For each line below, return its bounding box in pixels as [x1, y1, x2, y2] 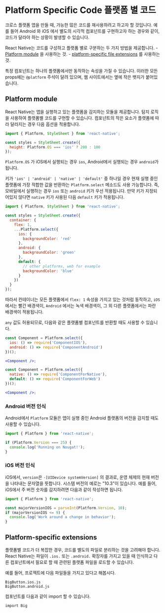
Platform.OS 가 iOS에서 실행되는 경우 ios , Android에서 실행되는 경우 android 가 [5, 159, 159, 165]
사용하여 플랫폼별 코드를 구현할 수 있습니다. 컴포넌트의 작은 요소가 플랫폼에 [10, 115, 154, 121]
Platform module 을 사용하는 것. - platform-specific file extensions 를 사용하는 [5, 51, 161, 57]
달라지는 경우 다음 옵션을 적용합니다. [10, 121, 81, 127]
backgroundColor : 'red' [23, 236, 72, 241]
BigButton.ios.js [5, 580, 41, 585]
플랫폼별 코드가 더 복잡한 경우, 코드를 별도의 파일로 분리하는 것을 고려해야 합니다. [5, 547, 161, 553]
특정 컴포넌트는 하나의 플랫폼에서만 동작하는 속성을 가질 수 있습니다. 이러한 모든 [5, 68, 158, 73]
